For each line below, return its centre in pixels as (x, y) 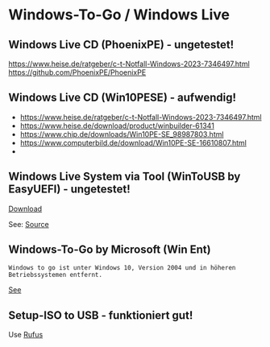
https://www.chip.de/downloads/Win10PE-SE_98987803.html (122, 134)
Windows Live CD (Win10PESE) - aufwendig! (122, 98)
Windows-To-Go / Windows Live (119, 15)
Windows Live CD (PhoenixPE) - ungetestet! (121, 45)
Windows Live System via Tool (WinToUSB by (125, 177)
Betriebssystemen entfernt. (56, 275)
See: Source (29, 224)
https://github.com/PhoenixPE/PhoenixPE (77, 72)
